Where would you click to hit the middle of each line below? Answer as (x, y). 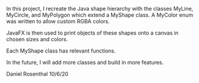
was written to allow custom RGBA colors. (58, 21)
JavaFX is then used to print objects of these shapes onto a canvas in (93, 33)
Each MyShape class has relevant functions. (61, 51)
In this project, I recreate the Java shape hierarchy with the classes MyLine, (100, 9)
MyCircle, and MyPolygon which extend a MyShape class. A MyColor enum (100, 15)
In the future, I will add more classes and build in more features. (85, 62)
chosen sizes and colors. (37, 39)
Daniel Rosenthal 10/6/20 (37, 74)
